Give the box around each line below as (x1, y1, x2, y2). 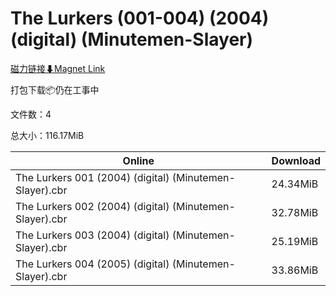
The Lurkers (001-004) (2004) (10, 7, 270, 30)
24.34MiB (271, 177, 319, 191)
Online (122, 153, 155, 167)
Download (271, 153, 321, 167)
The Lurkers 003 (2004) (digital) (15, 228, 170, 242)
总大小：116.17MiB (10, 129, 85, 141)
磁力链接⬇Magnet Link (10, 62, 106, 74)
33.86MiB (271, 263, 319, 277)
